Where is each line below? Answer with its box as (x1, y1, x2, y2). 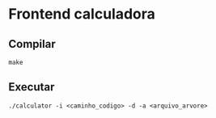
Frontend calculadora (8, 5, 156, 23)
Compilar (8, 37, 56, 51)
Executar (8, 80, 55, 94)
